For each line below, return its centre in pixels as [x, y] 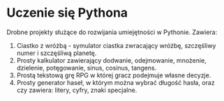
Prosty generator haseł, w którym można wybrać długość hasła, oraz [115, 82]
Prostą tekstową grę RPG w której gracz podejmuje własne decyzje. [114, 75]
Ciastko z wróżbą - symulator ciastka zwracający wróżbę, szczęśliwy [116, 45]
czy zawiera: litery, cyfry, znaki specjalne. [77, 90]
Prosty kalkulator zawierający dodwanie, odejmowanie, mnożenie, [111, 60]
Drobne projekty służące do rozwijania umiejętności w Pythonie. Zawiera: [112, 32]
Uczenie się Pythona [67, 13]
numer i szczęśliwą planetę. [57, 53]
